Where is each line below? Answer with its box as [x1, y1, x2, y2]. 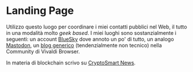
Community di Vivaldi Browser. [6, 48, 80, 55]
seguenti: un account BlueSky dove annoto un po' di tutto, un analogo [6, 35, 174, 42]
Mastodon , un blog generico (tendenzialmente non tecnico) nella [6, 42, 162, 49]
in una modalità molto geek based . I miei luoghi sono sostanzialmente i [6, 29, 177, 36]
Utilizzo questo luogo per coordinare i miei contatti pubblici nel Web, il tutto [6, 23, 187, 30]
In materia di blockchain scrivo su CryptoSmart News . [6, 59, 136, 66]
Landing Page [6, 4, 74, 17]
